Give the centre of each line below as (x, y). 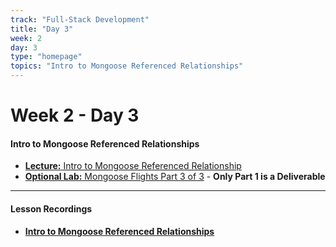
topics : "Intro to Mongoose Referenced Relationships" (127, 66)
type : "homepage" (46, 57)
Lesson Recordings (51, 208)
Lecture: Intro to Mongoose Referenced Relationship (133, 166)
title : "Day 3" (42, 29)
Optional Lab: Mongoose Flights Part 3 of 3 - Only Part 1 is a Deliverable (175, 177)
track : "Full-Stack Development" (80, 19)
